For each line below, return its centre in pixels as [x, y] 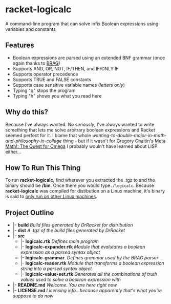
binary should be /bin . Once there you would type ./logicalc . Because [80, 185]
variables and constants [31, 29]
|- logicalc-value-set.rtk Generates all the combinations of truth [89, 274]
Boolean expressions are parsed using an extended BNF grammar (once [89, 58]
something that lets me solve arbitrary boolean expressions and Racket [80, 130]
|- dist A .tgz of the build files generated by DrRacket [69, 231]
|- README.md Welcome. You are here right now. [65, 285]
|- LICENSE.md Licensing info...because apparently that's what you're [87, 291]
